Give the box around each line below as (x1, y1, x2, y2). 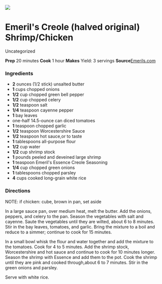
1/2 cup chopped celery (12, 97, 61, 103)
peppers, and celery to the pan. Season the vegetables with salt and (5, 213, 144, 219)
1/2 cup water (12, 144, 41, 150)
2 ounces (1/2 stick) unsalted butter (12, 81, 85, 87)
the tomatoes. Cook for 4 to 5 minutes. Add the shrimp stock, (5, 244, 130, 250)
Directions (5, 187, 31, 194)
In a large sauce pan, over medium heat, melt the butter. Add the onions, (5, 208, 152, 214)
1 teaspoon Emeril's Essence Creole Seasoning (12, 160, 108, 166)
